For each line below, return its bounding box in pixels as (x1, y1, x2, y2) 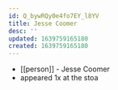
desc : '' (8, 27, 38, 35)
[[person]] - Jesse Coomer (19, 64, 111, 74)
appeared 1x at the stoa (19, 73, 99, 83)
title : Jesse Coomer (8, 19, 78, 28)
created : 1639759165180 (8, 42, 89, 50)
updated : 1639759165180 (8, 34, 89, 43)
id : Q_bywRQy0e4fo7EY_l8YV (8, 11, 99, 20)
